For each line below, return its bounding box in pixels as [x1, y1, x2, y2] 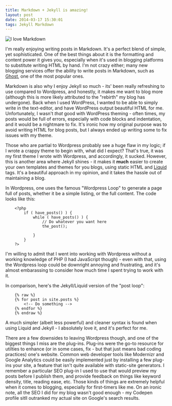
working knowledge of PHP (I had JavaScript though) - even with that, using [5, 256, 167, 263]
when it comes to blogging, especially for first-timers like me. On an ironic [5, 384, 162, 391]
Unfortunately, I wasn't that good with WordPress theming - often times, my [5, 110, 165, 117]
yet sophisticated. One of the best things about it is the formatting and [5, 51, 154, 58]
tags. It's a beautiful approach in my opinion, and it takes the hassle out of [5, 170, 162, 176]
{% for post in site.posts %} [14, 297, 80, 302]
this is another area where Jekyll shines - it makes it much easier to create [5, 159, 163, 165]
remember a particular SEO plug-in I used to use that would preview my [5, 368, 157, 374]
